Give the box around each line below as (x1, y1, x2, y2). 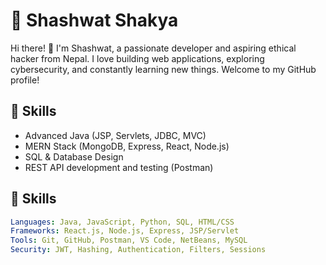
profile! (10, 74, 40, 86)
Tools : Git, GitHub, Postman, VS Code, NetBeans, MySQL (10, 235, 248, 246)
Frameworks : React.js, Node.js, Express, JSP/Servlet (10, 226, 240, 236)
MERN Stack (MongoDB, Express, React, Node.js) (24, 140, 230, 152)
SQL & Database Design (24, 150, 124, 163)
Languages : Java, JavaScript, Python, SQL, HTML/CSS (10, 217, 235, 227)
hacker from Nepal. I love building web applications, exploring (10, 52, 265, 64)
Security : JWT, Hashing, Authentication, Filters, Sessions (10, 245, 267, 255)
